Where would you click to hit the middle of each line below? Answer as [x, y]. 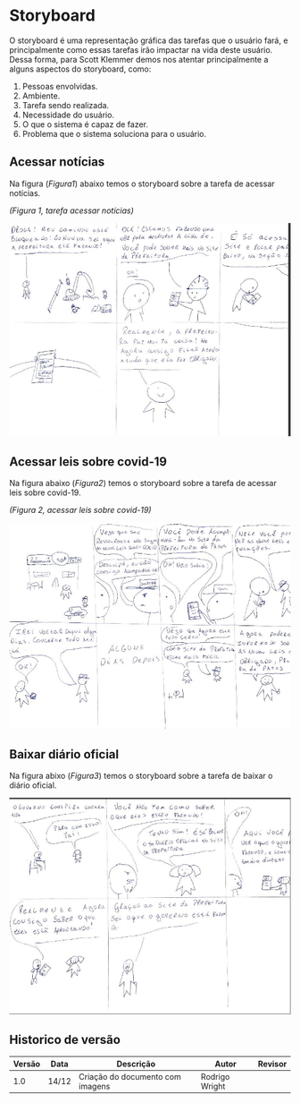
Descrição [136, 1064]
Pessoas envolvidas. [60, 86]
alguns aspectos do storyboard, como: [80, 69]
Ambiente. [41, 96]
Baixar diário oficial [64, 754]
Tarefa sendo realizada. [66, 105]
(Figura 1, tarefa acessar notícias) [71, 210]
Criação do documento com [130, 1076]
